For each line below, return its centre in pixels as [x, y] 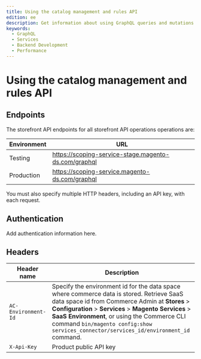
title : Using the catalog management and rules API [72, 12]
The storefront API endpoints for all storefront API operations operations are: [100, 129]
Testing [20, 158]
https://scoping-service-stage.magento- [111, 154]
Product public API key [84, 347]
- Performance [29, 51]
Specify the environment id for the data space [116, 287]
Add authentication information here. [51, 233]
